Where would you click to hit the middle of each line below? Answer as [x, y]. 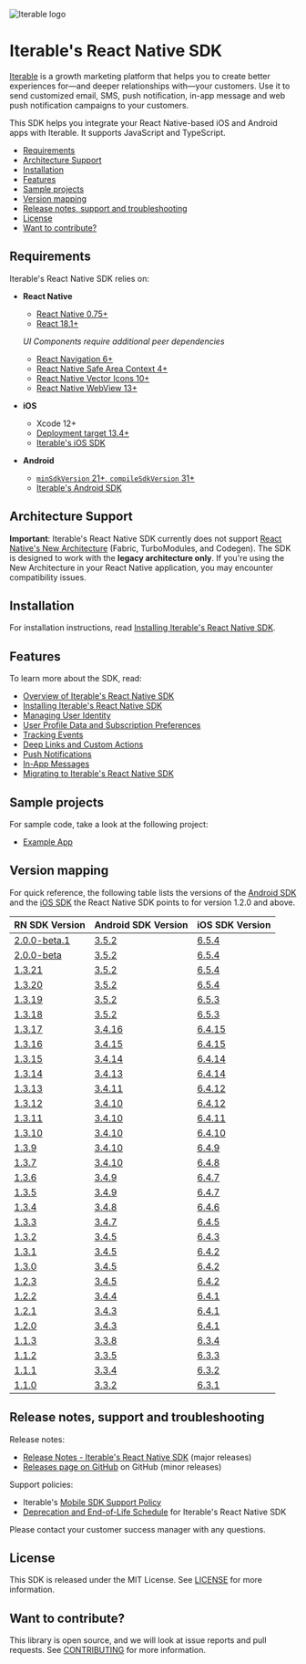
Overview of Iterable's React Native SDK [98, 696]
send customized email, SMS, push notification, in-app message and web [147, 95]
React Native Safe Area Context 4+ [102, 369]
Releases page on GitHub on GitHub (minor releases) [122, 1466]
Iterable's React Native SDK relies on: [80, 278]
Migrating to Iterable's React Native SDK [98, 774]
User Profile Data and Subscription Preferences [112, 725]
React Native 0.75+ [72, 314]
